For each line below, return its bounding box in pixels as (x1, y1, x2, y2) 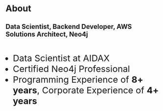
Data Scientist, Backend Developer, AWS (5, 22, 132, 31)
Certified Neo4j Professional (12, 63, 130, 74)
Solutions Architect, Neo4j (5, 30, 88, 38)
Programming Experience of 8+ (12, 74, 143, 85)
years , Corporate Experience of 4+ (12, 85, 159, 96)
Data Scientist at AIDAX (12, 52, 110, 64)
